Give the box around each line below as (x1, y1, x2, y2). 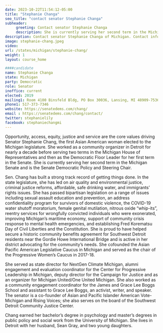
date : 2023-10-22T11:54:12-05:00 (5, 7, 73, 12)
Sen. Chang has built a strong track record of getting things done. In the (5, 174, 149, 180)
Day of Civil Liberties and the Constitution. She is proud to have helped (5, 226, 147, 232)
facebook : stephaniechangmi (5, 120, 62, 125)
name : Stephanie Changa (5, 70, 53, 76)
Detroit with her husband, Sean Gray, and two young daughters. (5, 322, 132, 328)
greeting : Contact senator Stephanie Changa (16, 25, 108, 30)
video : (5, 43, 18, 48)
